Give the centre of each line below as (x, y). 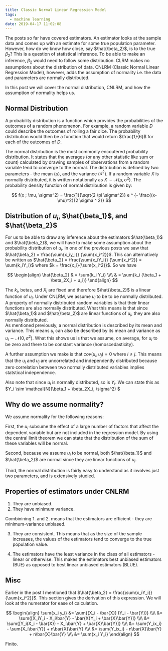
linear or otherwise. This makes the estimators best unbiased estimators (87, 559)
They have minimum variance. (44, 509)
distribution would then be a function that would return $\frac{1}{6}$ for (79, 136)
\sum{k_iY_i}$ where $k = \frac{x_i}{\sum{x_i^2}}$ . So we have (71, 265)
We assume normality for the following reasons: (54, 417)
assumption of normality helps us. (40, 93)
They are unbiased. (32, 503)
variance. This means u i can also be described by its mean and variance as (83, 331)
